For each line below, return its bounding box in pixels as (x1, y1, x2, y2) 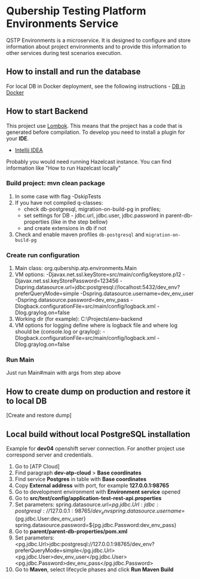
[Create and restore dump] (6, 412, 72, 419)
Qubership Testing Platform (6, 4, 146, 18)
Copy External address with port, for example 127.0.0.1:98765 (14, 482, 170, 489)
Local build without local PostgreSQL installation (6, 429, 190, 439)
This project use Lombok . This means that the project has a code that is (6, 122, 183, 129)
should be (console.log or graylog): (14, 328, 101, 335)
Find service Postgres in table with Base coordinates (14, 476, 147, 483)
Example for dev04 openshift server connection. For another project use (6, 445, 185, 452)
